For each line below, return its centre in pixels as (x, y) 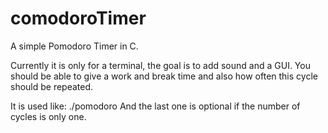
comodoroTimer (78, 18)
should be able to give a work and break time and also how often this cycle (164, 76)
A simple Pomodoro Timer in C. (74, 46)
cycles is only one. (48, 116)
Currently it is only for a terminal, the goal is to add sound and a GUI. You (160, 65)
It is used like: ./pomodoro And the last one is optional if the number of (155, 106)
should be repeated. (52, 86)
